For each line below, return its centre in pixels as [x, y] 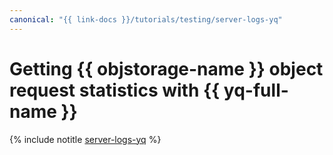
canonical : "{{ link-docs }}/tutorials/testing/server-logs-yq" [146, 19]
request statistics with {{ [115, 90]
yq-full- [256, 90]
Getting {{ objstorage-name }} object [166, 68]
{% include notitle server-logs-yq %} [85, 139]
